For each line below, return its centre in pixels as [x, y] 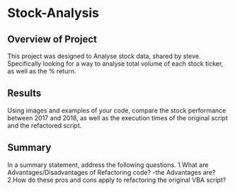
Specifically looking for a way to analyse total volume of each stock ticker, [115, 64]
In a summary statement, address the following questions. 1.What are [108, 165]
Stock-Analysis [53, 13]
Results [24, 93]
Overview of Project [52, 39]
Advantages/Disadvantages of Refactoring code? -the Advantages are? [111, 172]
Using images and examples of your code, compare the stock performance [117, 110]
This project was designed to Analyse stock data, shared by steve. [104, 56]
